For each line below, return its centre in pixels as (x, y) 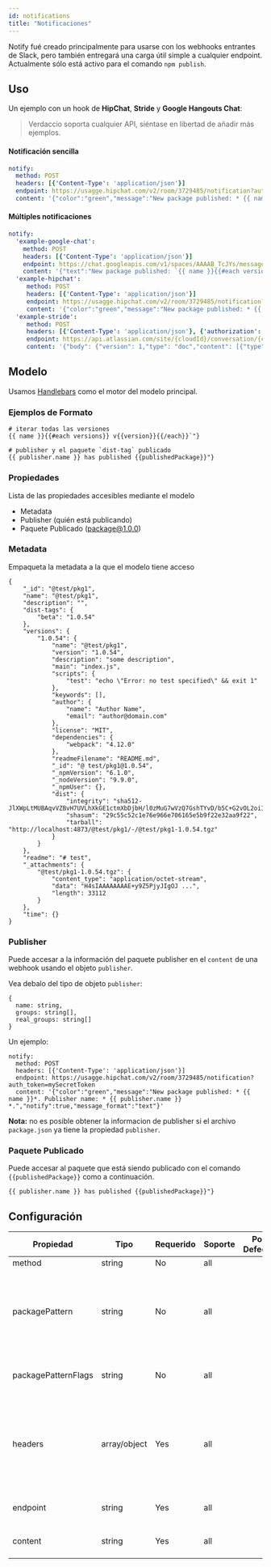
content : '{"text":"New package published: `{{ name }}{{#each (131, 272)
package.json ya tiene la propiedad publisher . (84, 1130)
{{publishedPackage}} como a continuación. (81, 1177)
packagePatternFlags (53, 1375)
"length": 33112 (79, 893)
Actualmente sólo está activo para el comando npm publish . (107, 64)
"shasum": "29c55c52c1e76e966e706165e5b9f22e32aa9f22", (162, 815)
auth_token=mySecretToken (52, 1085)
